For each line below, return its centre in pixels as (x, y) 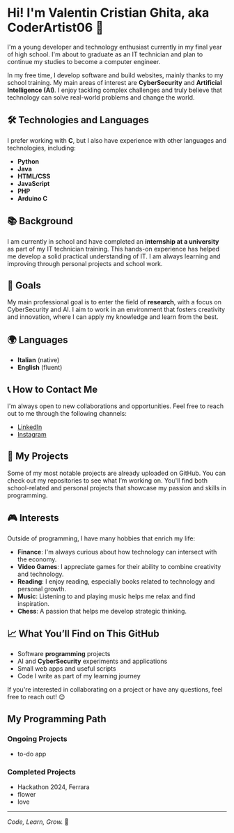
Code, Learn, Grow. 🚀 (38, 822)
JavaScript (33, 183)
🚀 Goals (24, 285)
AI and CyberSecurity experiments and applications (92, 661)
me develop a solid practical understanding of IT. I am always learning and (114, 256)
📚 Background (40, 221)
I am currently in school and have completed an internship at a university (113, 241)
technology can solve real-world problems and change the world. (101, 97)
